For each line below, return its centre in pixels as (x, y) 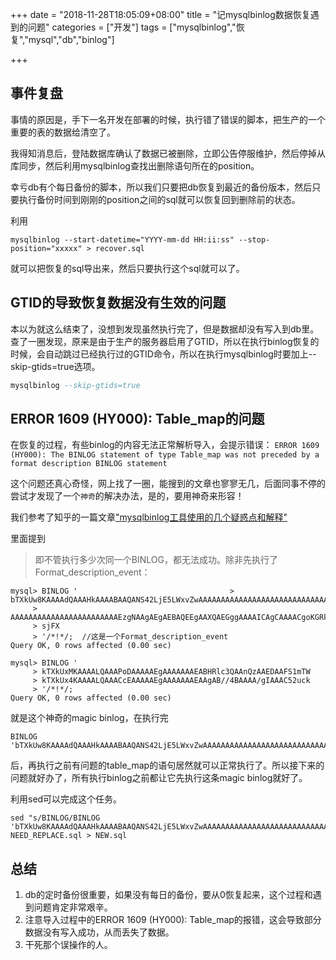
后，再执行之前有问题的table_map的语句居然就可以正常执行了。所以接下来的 (167, 765)
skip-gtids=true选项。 (55, 366)
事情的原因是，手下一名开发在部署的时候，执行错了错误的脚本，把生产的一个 (168, 119)
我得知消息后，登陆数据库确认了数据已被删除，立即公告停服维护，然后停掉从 (168, 153)
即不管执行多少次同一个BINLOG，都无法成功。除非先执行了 (156, 560)
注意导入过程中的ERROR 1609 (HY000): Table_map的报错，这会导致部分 (173, 920)
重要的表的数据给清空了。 (63, 132)
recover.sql (120, 248)
